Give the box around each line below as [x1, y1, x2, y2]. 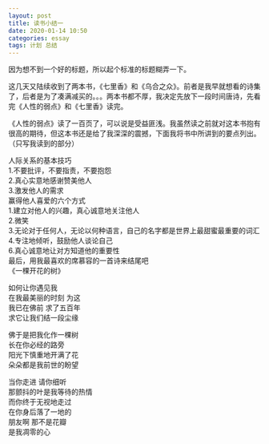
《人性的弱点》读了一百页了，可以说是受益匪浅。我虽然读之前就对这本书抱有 [8, 119, 261, 128]
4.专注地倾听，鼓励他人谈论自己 [8, 236, 114, 245]
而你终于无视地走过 [8, 398, 72, 407]
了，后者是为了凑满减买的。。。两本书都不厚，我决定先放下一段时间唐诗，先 [8, 91, 254, 101]
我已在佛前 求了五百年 [8, 303, 81, 313]
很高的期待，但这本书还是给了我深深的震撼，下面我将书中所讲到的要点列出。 [8, 129, 261, 139]
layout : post [8, 11, 52, 20]
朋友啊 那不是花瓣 [8, 418, 66, 427]
